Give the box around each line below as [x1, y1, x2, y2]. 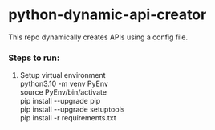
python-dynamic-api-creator [8, 6, 207, 24]
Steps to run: [8, 52, 60, 63]
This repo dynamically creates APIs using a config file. [8, 32, 189, 42]
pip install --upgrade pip [19, 96, 101, 106]
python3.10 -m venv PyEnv [19, 79, 108, 89]
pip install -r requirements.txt [19, 113, 116, 123]
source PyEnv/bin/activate [19, 87, 107, 97]
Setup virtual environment [19, 71, 106, 80]
